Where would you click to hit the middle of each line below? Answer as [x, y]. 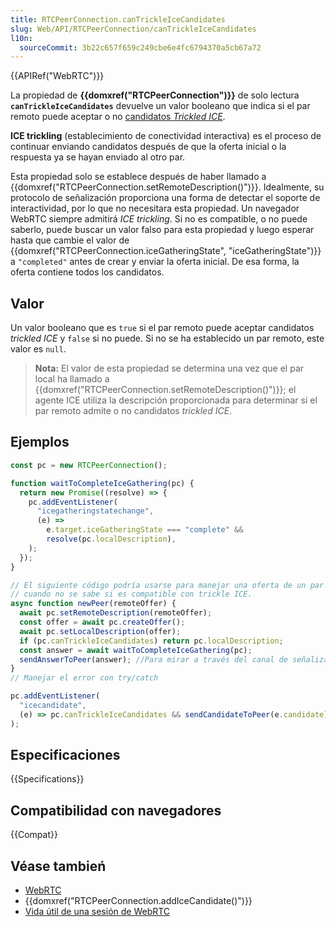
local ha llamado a [72, 379]
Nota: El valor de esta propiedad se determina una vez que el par [169, 368]
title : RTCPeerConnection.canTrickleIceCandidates [118, 19]
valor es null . [38, 349]
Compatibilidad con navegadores [116, 810]
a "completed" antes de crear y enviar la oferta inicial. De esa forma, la [155, 262]
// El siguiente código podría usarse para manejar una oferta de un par [167, 585]
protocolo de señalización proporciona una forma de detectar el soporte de [165, 198]
